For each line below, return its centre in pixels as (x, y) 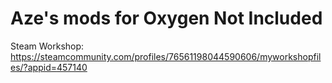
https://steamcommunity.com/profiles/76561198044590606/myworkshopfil (166, 56)
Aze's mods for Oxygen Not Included (166, 18)
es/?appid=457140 (49, 67)
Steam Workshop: (47, 46)
